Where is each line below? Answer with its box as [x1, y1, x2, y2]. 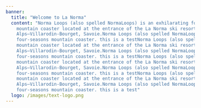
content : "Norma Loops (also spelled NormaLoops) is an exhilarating [11, 20, 188, 26]
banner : [5, 8, 25, 15]
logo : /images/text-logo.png [11, 92, 84, 98]
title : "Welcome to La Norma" [11, 14, 86, 20]
